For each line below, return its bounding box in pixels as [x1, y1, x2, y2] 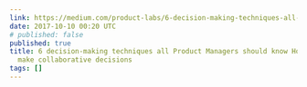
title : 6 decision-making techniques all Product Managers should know [9, 47, 288, 56]
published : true [9, 38, 71, 48]
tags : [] [9, 64, 43, 73]
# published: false [9, 30, 84, 39]
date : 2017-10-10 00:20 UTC [9, 22, 117, 31]
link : [9, 13, 30, 23]
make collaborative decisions [17, 55, 132, 64]
